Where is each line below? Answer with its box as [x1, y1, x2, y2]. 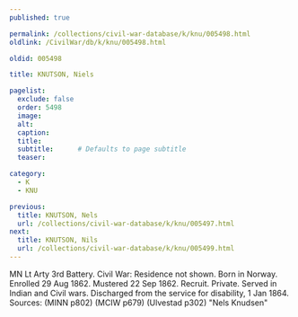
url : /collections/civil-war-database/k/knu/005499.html [17, 244, 235, 253]
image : [17, 111, 42, 120]
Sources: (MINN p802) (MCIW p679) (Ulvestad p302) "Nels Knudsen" [9, 297, 268, 308]
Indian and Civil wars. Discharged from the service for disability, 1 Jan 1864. [9, 287, 290, 298]
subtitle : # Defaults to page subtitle [17, 145, 187, 154]
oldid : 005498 [9, 54, 63, 63]
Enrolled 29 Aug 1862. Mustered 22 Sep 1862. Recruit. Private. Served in [9, 277, 277, 288]
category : [9, 170, 47, 179]
